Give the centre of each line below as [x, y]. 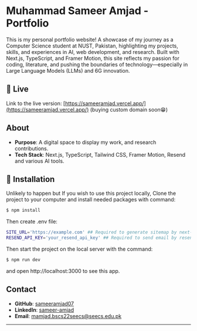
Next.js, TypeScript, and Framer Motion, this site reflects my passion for [93, 58]
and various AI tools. [39, 161]
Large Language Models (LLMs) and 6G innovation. [68, 70]
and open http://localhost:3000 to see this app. [63, 271]
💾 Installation [30, 179]
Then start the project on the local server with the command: [79, 249]
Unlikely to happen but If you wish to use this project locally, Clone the [91, 193]
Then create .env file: [32, 222]
